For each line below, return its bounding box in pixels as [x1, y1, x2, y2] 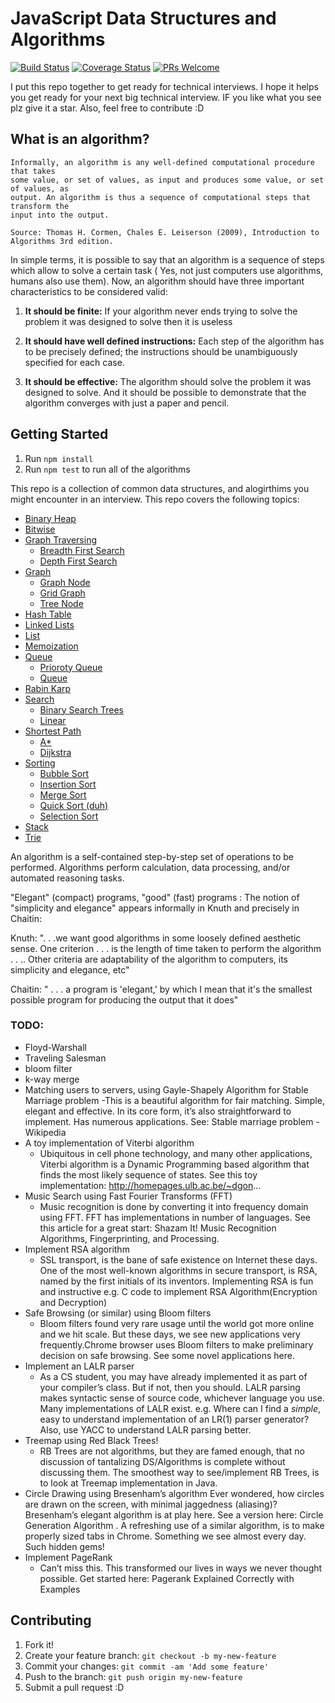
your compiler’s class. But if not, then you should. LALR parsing [39, 1381, 301, 1393]
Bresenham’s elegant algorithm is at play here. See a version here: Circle [24, 1508, 324, 1521]
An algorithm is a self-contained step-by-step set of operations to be [10, 850, 295, 862]
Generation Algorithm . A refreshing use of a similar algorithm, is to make [24, 1519, 325, 1531]
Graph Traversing [24, 533, 97, 546]
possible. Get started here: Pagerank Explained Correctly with [39, 1572, 295, 1584]
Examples [39, 1583, 81, 1595]
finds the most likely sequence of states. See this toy [39, 1168, 258, 1181]
